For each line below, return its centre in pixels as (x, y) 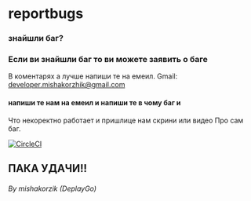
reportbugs (46, 14)
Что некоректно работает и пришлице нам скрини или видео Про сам (126, 120)
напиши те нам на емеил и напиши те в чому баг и (95, 102)
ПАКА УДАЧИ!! (48, 168)
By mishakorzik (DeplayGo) (52, 188)
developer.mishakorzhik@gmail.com (67, 85)
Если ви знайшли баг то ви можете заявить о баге (108, 60)
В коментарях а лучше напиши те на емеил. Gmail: (93, 76)
